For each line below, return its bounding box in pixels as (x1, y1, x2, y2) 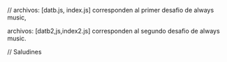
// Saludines (7, 48, 42, 56)
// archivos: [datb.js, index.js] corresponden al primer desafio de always (7, 6, 214, 14)
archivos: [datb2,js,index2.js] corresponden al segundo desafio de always (7, 27, 220, 35)
